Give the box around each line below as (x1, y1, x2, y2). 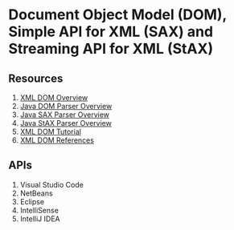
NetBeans (19, 188, 54, 198)
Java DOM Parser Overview (19, 102, 113, 111)
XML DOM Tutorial (19, 127, 82, 136)
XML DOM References (19, 135, 95, 145)
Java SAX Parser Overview (19, 110, 110, 119)
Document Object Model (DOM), (8, 6, 227, 24)
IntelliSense (19, 205, 59, 215)
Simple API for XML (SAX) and (8, 22, 214, 41)
